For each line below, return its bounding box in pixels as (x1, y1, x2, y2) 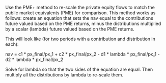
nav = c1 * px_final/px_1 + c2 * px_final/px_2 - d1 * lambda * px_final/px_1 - (5, 51, 160, 57)
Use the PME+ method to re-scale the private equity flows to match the (5, 5, 155, 10)
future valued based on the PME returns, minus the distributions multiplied (5, 20, 161, 26)
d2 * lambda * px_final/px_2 (5, 57, 64, 63)
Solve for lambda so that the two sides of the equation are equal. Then (5, 66, 153, 72)
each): (5, 41, 19, 47)
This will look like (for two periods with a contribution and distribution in (5, 36, 155, 42)
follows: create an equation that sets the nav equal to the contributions (5, 15, 154, 21)
